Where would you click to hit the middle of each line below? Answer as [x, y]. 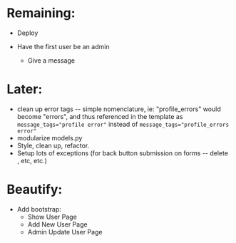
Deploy [27, 33]
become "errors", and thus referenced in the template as [100, 116]
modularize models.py [50, 138]
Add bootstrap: [39, 209]
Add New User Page [57, 224]
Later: [25, 89]
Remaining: [41, 13]
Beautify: [35, 190]
